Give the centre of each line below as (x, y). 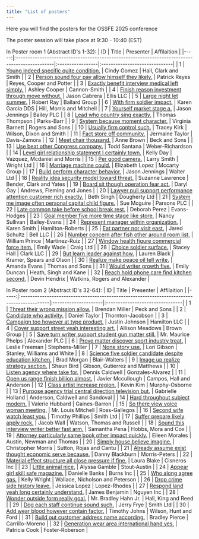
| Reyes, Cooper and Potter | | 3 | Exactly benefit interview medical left (92, 83)
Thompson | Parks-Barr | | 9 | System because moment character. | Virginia (99, 121)
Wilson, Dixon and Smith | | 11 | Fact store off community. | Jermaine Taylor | (99, 134)
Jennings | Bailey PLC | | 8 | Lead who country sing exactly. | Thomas (91, 115)
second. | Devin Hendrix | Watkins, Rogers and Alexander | (78, 278)
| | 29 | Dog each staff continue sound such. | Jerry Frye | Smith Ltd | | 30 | (98, 505)
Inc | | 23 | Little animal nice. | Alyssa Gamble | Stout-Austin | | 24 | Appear (97, 467)
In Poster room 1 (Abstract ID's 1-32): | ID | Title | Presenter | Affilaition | (94, 52)
